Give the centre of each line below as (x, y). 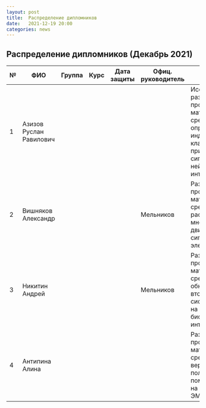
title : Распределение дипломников (52, 18)
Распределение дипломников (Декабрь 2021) (100, 54)
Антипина (37, 361)
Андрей (34, 294)
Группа (72, 76)
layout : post (23, 12)
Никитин (35, 286)
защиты (122, 79)
